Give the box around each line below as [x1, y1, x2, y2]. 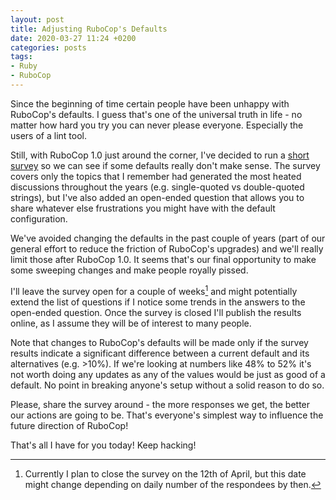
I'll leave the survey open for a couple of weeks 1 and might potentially [10, 283, 298, 297]
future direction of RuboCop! [10, 419, 129, 431]
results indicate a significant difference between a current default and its [10, 347, 310, 359]
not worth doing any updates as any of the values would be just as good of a [10, 368, 326, 380]
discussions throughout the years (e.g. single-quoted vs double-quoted [10, 181, 305, 193]
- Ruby [10, 61, 38, 71]
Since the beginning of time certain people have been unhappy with [10, 97, 290, 110]
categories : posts [10, 42, 87, 53]
